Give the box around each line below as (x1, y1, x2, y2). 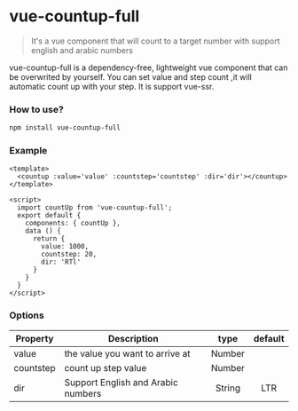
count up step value (64, 361, 147, 374)
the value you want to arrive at (64, 347, 191, 360)
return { (32, 234, 66, 243)
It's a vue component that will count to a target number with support (30, 36, 281, 46)
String (215, 382, 241, 394)
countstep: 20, (41, 250, 98, 259)
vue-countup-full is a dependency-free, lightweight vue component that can (9, 62, 288, 73)
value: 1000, (41, 242, 90, 251)
